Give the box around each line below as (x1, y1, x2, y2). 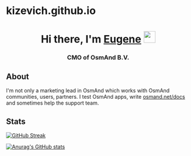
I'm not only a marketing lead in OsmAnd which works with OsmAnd (6, 87, 170, 94)
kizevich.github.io (6, 4, 96, 18)
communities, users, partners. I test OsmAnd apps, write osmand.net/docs (6, 93, 185, 100)
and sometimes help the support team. (6, 99, 99, 106)
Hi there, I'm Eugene (40, 33, 141, 46)
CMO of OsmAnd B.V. (67, 54, 130, 62)
